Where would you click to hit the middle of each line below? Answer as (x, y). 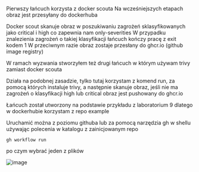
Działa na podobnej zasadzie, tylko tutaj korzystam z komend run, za (91, 81)
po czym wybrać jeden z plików (45, 151)
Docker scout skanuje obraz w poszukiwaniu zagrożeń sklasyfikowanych (96, 26)
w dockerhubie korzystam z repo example (58, 111)
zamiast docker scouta (34, 69)
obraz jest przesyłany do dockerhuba (52, 15)
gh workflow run (26, 140)
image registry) (25, 52)
